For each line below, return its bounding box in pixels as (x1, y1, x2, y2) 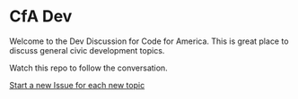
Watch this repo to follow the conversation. (9, 62, 168, 73)
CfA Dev (9, 6, 73, 27)
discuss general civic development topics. (9, 45, 165, 55)
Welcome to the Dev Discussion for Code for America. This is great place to (9, 36, 289, 46)
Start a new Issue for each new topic (9, 79, 145, 90)
